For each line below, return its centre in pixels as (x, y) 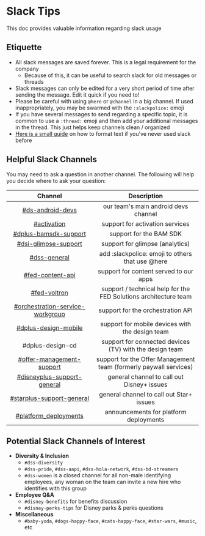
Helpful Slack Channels (52, 159)
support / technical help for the (146, 289)
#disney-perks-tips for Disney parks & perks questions (94, 508)
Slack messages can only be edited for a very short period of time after (105, 88)
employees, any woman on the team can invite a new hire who (103, 482)
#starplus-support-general (50, 398)
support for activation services (146, 223)
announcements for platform (146, 412)
